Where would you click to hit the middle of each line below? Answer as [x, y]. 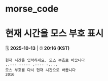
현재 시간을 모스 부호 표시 [55, 34]
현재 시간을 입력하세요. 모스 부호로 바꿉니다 [45, 60]
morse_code [32, 9]
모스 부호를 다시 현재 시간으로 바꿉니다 [41, 70]
